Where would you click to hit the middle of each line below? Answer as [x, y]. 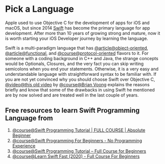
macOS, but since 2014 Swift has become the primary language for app [78, 28]
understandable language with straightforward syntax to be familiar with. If [81, 74]
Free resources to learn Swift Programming [72, 111]
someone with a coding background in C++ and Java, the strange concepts [82, 58]
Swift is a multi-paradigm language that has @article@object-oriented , [77, 48]
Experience [24, 146]
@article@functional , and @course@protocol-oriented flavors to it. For [77, 53]
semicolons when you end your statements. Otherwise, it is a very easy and [82, 69]
